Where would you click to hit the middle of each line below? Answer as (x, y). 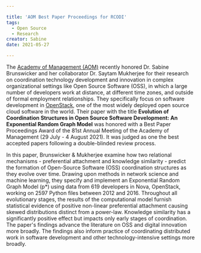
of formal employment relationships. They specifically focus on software (95, 99)
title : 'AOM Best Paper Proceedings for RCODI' (67, 17)
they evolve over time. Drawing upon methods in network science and (92, 174)
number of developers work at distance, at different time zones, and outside (100, 92)
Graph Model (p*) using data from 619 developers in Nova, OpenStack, (93, 187)
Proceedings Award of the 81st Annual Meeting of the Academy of (88, 130)
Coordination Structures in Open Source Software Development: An (92, 118)
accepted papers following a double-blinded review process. (81, 143)
